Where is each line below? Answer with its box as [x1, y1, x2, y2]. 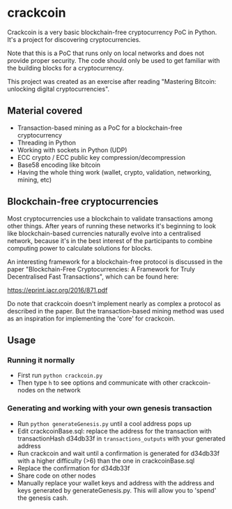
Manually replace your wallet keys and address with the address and [17, 478, 215, 487]
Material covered [7, 105, 83, 117]
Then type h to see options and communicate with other [17, 378, 178, 387]
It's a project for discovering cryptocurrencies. [7, 35, 141, 43]
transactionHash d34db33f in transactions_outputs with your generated [17, 434, 226, 443]
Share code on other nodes [17, 471, 96, 480]
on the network [37, 386, 82, 394]
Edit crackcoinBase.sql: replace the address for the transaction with [17, 427, 212, 435]
